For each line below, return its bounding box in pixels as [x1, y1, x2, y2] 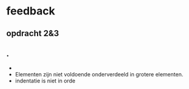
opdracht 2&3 [6, 28, 59, 38]
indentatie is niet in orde [15, 77, 76, 85]
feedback [6, 4, 56, 18]
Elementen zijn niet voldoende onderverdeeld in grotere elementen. [15, 71, 184, 78]
